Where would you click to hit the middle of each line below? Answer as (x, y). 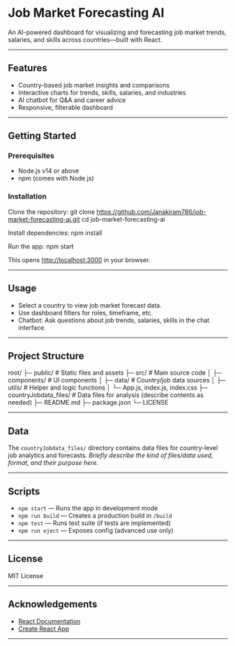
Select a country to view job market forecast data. (90, 305)
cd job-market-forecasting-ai (123, 219)
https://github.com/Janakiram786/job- (151, 212)
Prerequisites (31, 156)
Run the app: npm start (41, 246)
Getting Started (42, 136)
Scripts (24, 491)
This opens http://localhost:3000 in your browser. (79, 259)
